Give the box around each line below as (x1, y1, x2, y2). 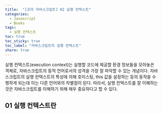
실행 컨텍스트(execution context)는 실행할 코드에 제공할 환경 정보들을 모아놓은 (5, 62, 155, 67)
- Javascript (9, 16, 36, 21)
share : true (5, 48, 29, 52)
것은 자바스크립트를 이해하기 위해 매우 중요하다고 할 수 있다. (5, 86, 118, 92)
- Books (9, 20, 25, 26)
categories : (5, 12, 29, 16)
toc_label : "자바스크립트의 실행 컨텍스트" (5, 43, 81, 48)
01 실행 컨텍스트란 (5, 101, 57, 110)
